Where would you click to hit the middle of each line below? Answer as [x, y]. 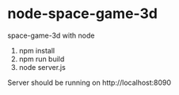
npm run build [42, 59]
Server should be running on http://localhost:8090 [89, 82]
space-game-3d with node [51, 35]
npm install [37, 50]
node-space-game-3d [82, 14]
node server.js [42, 67]
